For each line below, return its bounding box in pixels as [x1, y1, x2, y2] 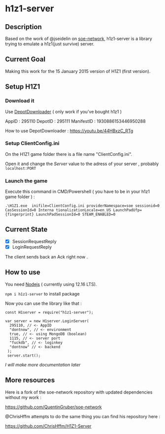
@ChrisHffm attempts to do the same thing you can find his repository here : [5, 413, 161, 419]
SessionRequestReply [12, 238, 57, 244]
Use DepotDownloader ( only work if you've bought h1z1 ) [5, 108, 122, 114]
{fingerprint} [5, 212, 34, 217]
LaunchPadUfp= [113, 208, 142, 213]
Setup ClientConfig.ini [5, 140, 60, 147]
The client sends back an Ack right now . [5, 254, 88, 260]
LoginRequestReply [12, 244, 52, 250]
